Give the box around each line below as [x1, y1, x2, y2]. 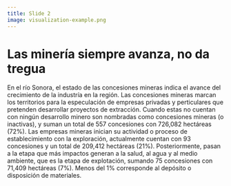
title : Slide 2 [7, 10, 51, 17]
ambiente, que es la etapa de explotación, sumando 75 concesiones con [7, 156, 213, 165]
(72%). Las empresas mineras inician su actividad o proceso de [7, 127, 188, 136]
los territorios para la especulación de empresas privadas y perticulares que [7, 98, 224, 107]
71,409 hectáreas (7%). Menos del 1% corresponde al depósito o [7, 164, 192, 172]
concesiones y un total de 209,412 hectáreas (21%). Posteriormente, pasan [7, 142, 221, 150]
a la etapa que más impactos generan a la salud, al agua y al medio [7, 149, 198, 158]
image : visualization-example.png [7, 17, 107, 23]
